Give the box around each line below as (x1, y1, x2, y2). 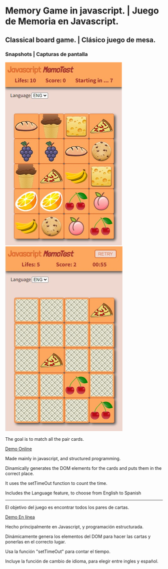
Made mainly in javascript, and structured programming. (5, 455, 121, 461)
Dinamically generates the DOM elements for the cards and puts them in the (5, 465, 162, 471)
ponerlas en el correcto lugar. (5, 538, 66, 544)
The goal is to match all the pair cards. (5, 436, 84, 442)
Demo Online (5, 446, 32, 452)
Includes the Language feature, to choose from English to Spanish (5, 490, 141, 496)
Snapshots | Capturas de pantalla (5, 51, 88, 58)
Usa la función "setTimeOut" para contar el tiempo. (5, 548, 111, 554)
